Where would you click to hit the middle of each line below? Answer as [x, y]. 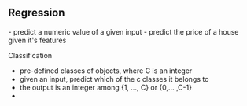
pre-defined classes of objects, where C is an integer [106, 71]
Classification [30, 55]
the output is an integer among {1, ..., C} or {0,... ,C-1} [106, 87]
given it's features [37, 40]
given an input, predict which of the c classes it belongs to [114, 79]
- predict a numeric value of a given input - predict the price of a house [124, 31]
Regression [37, 13]
